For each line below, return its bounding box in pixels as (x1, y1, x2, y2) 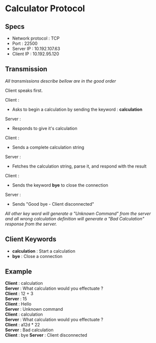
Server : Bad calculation (5, 327, 54, 333)
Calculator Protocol (5, 3, 85, 14)
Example (5, 267, 32, 276)
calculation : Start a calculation (12, 248, 76, 254)
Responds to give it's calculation (12, 125, 78, 131)
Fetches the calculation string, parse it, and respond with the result (12, 163, 147, 169)
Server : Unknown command (5, 306, 63, 312)
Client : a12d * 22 (5, 322, 40, 328)
